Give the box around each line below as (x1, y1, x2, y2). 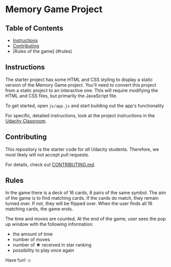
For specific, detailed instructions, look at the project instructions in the (5, 112, 155, 118)
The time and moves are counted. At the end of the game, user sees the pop (5, 216, 166, 222)
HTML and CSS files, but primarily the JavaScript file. (5, 93, 117, 99)
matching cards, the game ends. (5, 206, 74, 212)
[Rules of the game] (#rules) (12, 48, 72, 54)
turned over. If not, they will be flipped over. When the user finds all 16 (5, 200, 153, 207)
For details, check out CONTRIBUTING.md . (5, 162, 95, 168)
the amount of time (12, 231, 53, 237)
